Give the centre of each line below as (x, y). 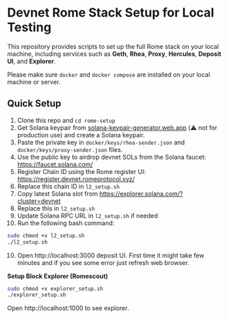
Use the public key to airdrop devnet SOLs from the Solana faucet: (112, 157)
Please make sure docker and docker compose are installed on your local (109, 75)
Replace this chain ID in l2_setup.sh (68, 186)
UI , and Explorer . (32, 61)
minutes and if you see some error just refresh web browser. (103, 262)
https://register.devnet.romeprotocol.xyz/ (76, 179)
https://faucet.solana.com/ (55, 164)
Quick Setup (34, 104)
